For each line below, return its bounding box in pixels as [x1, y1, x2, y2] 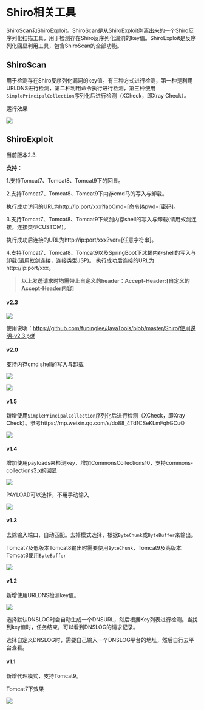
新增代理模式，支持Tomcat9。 [6, 672, 82, 680]
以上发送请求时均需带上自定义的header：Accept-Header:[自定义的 [21, 277, 190, 284]
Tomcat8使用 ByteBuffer [6, 552, 67, 559]
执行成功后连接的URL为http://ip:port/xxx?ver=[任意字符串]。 [6, 236, 157, 243]
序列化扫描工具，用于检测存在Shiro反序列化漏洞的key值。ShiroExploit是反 [6, 34, 191, 41]
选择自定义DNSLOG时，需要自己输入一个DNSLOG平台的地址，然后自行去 [6, 636, 189, 643]
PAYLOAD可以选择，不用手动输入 [6, 491, 89, 498]
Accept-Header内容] [21, 285, 75, 292]
